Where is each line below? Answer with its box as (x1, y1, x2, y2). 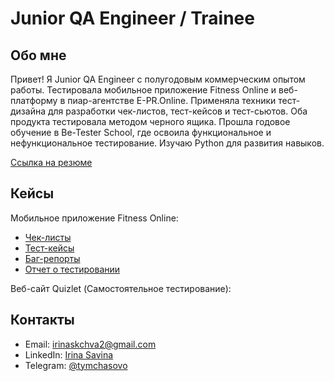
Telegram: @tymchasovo (24, 359, 128, 371)
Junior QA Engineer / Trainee (10, 7, 255, 30)
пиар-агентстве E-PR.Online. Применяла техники (67, 95, 277, 106)
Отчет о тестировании (24, 263, 121, 275)
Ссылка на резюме (10, 157, 93, 168)
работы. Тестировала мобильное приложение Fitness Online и (10, 84, 277, 96)
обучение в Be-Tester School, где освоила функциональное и (10, 127, 272, 138)
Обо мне (10, 47, 67, 64)
